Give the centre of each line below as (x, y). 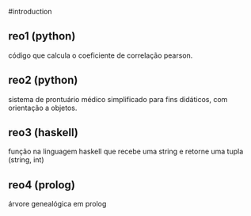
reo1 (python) (42, 36)
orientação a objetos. (43, 108)
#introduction (30, 11)
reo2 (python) (43, 80)
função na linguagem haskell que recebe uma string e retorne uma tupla (126, 152)
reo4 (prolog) (42, 185)
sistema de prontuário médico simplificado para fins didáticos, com (118, 99)
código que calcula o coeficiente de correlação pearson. (101, 55)
